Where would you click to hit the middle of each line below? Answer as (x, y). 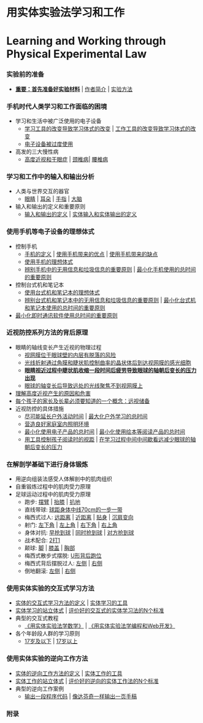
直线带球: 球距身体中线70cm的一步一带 (73, 509)
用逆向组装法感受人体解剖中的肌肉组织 (63, 479)
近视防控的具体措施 (40, 408)
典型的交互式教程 (37, 618)
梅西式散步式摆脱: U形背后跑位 (63, 555)
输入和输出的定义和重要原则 (50, 207)
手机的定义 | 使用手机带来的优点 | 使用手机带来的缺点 (91, 254)
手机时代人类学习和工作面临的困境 (57, 106)
